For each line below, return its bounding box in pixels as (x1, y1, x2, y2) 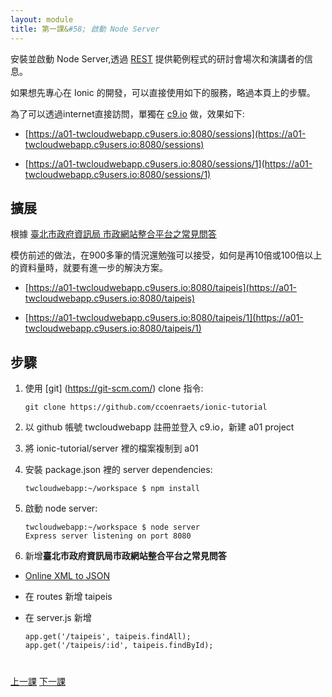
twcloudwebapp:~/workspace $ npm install (24, 484, 200, 494)
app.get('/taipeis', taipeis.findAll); (24, 632, 192, 642)
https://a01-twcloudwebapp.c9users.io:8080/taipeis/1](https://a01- (28, 312, 304, 324)
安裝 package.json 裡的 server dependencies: (24, 464, 213, 476)
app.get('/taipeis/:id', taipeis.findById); (24, 641, 214, 651)
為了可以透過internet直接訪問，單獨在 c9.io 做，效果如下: (10, 107, 245, 120)
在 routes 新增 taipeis (24, 591, 113, 603)
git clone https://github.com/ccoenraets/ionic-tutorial (24, 402, 268, 413)
